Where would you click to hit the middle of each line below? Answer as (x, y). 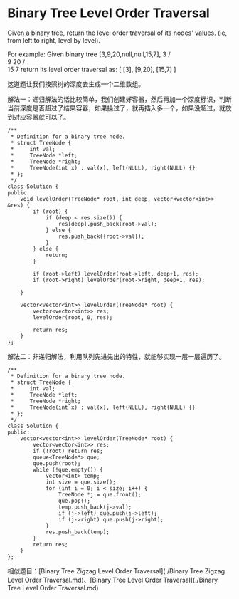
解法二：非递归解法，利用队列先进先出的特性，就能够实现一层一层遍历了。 (116, 356)
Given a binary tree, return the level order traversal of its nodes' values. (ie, (117, 33)
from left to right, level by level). (54, 40)
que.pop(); (74, 501)
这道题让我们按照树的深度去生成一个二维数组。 (76, 84)
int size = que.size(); (80, 482)
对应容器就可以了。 (41, 117)
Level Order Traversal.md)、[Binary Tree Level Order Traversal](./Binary (113, 580)
